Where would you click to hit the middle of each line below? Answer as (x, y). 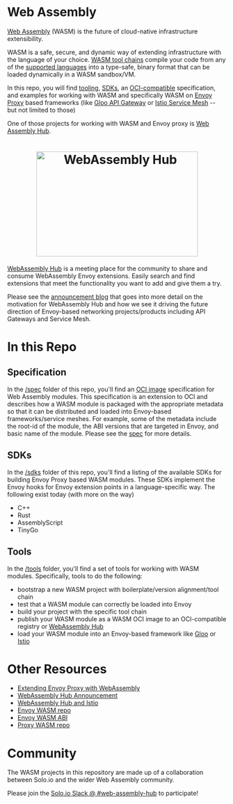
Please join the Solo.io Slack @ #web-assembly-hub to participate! (103, 794)
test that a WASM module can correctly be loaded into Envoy (104, 604)
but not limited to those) (41, 110)
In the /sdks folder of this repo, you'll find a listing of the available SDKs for (114, 472)
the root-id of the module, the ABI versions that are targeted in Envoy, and (113, 426)
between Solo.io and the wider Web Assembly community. (91, 780)
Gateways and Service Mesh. (49, 319)
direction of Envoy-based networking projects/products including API (106, 311)
